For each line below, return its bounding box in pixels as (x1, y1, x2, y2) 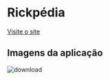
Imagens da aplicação (7, 47, 103, 59)
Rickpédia (7, 5, 65, 21)
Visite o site (7, 27, 41, 36)
